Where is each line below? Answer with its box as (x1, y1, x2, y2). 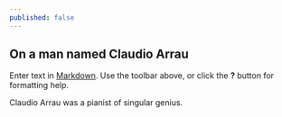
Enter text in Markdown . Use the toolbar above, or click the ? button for (9, 70, 274, 81)
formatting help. (9, 80, 70, 91)
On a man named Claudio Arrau (9, 47, 190, 62)
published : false (9, 13, 75, 22)
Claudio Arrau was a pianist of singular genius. (9, 97, 183, 108)
